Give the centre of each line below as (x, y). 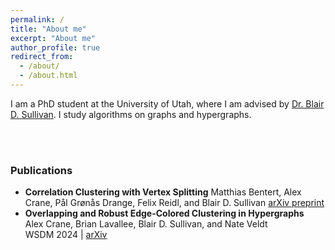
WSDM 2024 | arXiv (66, 235)
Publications (41, 170)
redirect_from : (42, 57)
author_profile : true (55, 47)
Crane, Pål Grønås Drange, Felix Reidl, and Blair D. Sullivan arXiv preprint (174, 203)
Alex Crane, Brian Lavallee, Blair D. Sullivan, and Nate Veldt (146, 224)
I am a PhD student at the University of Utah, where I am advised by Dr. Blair (167, 103)
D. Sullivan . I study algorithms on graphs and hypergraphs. (131, 114)
